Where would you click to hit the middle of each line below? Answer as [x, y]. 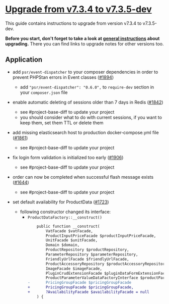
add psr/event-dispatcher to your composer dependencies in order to [85, 72]
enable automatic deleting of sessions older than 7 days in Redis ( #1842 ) [88, 102]
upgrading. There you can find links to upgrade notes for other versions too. [84, 43]
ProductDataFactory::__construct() [65, 217]
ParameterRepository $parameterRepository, [92, 255]
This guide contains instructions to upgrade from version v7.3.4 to [73, 23]
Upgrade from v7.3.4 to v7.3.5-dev [78, 9]
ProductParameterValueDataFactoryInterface [92, 278]
